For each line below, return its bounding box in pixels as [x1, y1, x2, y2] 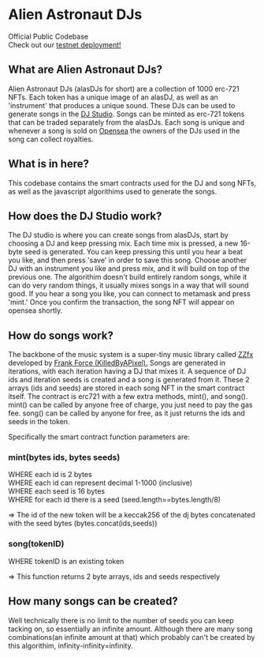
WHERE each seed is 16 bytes [8, 487, 105, 496]
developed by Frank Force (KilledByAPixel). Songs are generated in [8, 358, 226, 368]
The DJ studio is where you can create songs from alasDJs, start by [8, 231, 229, 240]
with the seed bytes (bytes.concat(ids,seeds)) [8, 519, 158, 528]
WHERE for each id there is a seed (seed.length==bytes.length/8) [8, 495, 221, 505]
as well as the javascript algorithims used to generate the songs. [8, 186, 218, 196]
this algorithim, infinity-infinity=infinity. [8, 641, 133, 650]
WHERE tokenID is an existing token [8, 556, 125, 566]
